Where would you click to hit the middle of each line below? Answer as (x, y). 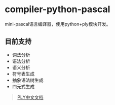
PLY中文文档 (30, 97)
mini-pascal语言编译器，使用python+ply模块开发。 (58, 24)
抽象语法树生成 (28, 80)
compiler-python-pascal (58, 9)
